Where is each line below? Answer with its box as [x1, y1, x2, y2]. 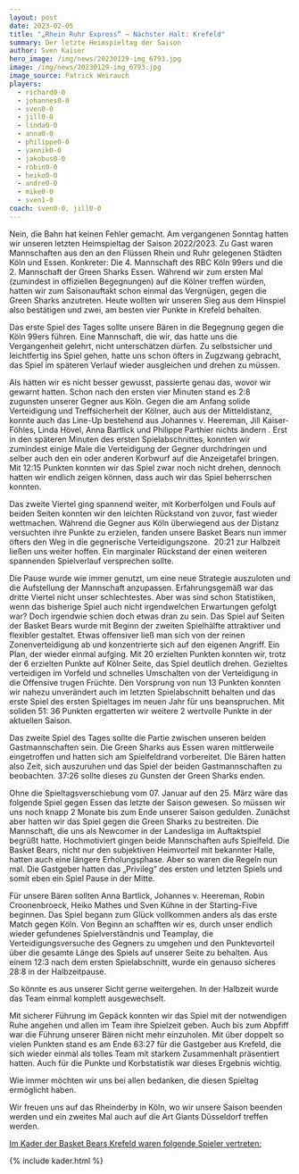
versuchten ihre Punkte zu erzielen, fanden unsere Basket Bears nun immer [9, 527, 287, 537]
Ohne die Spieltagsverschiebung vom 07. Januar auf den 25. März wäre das [9, 787, 288, 798]
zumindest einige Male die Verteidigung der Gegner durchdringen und [9, 443, 268, 454]
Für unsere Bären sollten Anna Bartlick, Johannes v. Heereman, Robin [9, 890, 265, 901]
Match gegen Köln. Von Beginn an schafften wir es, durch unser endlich [9, 919, 273, 929]
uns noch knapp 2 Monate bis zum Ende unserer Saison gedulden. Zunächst [9, 806, 290, 817]
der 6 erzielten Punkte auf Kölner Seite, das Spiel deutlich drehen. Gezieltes [9, 658, 288, 669]
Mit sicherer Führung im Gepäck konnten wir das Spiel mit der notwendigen [9, 1010, 287, 1020]
